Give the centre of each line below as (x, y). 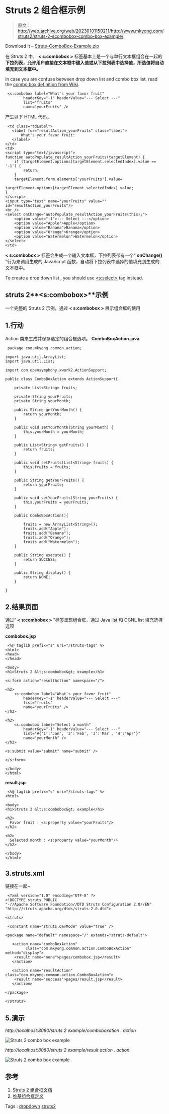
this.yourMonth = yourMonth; (54, 432)
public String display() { (43, 573)
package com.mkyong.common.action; (45, 348)
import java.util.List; (30, 361)
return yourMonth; (43, 414)
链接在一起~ (18, 886)
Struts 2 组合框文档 (32, 1090)
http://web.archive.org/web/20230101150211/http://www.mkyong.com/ (91, 31)
